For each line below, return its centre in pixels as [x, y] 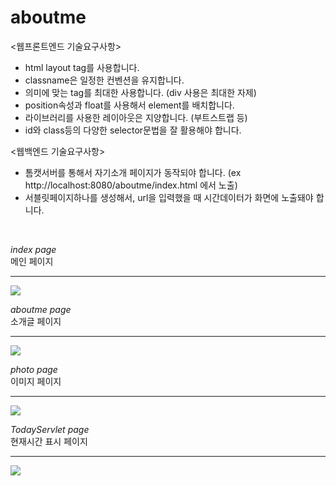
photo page [34, 369]
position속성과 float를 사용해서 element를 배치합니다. [129, 105]
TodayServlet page [50, 429]
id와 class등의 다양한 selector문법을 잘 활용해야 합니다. [133, 130]
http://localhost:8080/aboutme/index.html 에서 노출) [131, 185]
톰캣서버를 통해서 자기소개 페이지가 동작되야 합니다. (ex [133, 172]
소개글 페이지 [36, 321]
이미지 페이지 [36, 381]
